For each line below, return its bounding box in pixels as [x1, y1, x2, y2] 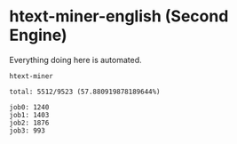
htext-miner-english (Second [9, 6, 229, 27]
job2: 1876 [9, 118, 50, 127]
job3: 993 [9, 126, 46, 135]
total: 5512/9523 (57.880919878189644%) [9, 87, 162, 96]
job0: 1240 [9, 102, 50, 112]
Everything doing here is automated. [9, 54, 142, 65]
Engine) [9, 25, 68, 45]
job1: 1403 [9, 110, 50, 119]
